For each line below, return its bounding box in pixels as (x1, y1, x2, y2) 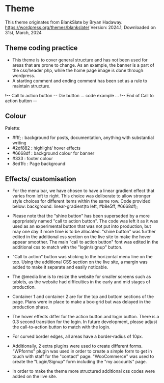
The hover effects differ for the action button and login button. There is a (12, 314, 160, 320)
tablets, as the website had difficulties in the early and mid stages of (12, 279, 151, 285)
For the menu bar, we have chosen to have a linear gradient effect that (12, 188, 155, 194)
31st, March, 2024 (5, 29, 42, 35)
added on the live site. (12, 374, 57, 380)
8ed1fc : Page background (12, 161, 66, 166)
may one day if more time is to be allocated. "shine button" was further (12, 229, 156, 235)
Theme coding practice (5, 44, 78, 52)
